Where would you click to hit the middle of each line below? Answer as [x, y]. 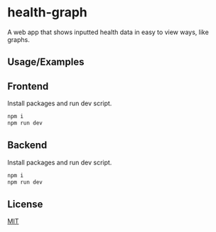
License [25, 204]
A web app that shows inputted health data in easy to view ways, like [108, 32]
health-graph [47, 12]
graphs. [18, 39]
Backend [27, 146]
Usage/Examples [46, 62]
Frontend [28, 86]
